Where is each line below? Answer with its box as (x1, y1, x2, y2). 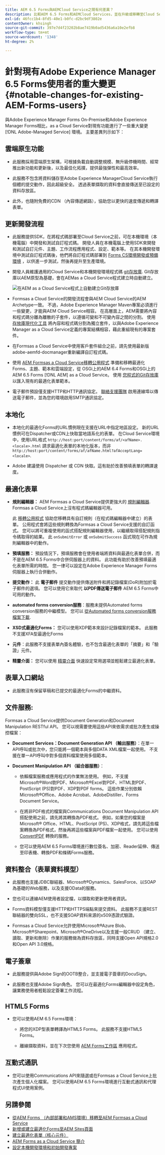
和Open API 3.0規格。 (12, 941, 56, 947)
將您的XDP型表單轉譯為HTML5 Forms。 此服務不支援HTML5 (19, 1026, 142, 1032)
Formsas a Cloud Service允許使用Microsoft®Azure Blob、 (12, 923, 129, 929)
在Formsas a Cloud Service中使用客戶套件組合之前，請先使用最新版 (12, 343, 149, 349)
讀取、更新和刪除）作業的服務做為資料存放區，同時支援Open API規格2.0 (12, 935, 159, 941)
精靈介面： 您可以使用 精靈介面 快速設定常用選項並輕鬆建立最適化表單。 (12, 658, 158, 664)
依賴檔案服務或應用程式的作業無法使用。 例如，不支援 (19, 773, 129, 779)
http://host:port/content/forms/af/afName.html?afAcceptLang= (12, 448, 142, 454)
